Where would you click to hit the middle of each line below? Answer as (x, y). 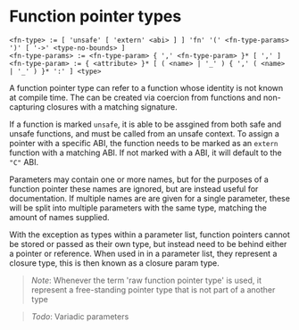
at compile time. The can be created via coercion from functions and (135, 97)
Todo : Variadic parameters (80, 316)
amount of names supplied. (59, 217)
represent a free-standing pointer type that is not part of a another (153, 289)
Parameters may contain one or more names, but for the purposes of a (139, 179)
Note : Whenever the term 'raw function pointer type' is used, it (146, 280)
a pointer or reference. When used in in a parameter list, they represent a (143, 253)
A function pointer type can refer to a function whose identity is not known (146, 87)
